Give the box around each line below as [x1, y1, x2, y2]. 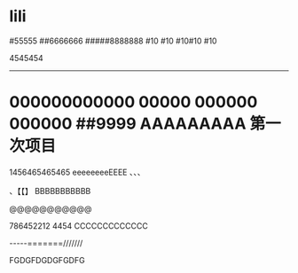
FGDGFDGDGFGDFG [9, 254, 86, 265]
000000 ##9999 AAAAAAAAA [9, 113, 247, 134]
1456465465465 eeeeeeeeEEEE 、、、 [9, 167, 145, 177]
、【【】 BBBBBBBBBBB [9, 185, 91, 196]
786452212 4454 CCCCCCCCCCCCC [9, 220, 148, 231]
